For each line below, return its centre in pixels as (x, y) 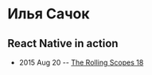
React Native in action (63, 43)
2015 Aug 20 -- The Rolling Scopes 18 (81, 62)
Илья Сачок (49, 14)
